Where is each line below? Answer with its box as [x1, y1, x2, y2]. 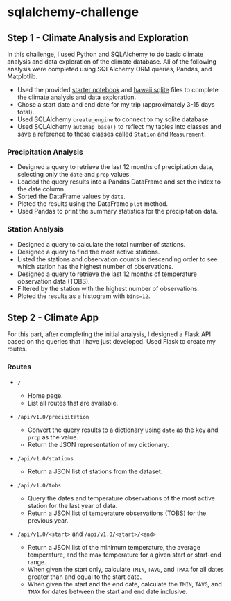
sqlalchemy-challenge [7, 4, 139, 20]
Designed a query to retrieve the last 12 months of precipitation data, [17, 163, 214, 171]
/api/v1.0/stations [17, 455, 74, 462]
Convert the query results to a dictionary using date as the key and [27, 426, 219, 434]
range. [27, 557, 46, 566]
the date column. [17, 185, 66, 193]
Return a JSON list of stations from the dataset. [27, 467, 163, 476]
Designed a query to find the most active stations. [17, 247, 160, 256]
